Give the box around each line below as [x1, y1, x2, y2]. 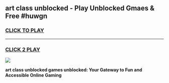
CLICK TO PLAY [5, 27, 44, 34]
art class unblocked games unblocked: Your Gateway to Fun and [5, 66, 142, 72]
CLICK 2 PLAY [5, 46, 40, 53]
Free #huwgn [5, 12, 48, 21]
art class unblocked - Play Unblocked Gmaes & [5, 4, 155, 13]
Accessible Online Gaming [5, 72, 62, 78]
